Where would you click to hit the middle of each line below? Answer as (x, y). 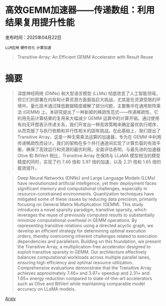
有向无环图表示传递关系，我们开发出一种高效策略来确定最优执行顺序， (89, 124)
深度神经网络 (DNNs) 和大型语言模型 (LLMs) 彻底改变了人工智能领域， (89, 93)
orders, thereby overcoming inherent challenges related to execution (87, 236)
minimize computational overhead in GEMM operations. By (77, 220)
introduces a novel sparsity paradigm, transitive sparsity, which (82, 209)
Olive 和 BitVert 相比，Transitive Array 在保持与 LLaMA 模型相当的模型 (89, 155)
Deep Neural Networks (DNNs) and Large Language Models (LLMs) (86, 178)
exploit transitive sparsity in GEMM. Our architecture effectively (82, 252)
